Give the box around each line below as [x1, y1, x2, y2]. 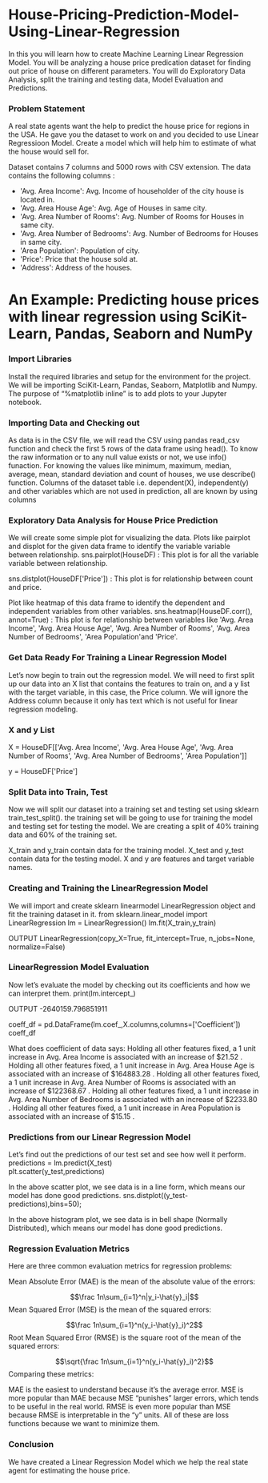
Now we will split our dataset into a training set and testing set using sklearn [8, 804, 259, 814]
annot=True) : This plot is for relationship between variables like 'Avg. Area [8, 615, 254, 625]
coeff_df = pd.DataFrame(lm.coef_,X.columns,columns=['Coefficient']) [8, 1019, 242, 1029]
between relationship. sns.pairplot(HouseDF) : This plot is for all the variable [8, 550, 259, 559]
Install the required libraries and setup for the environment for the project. [8, 371, 251, 381]
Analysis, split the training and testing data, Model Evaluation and [8, 74, 224, 84]
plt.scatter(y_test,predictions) [8, 1167, 106, 1176]
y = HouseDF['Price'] [8, 766, 78, 776]
